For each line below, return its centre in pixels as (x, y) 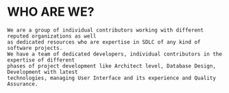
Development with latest (43, 72)
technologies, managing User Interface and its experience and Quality (111, 78)
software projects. (35, 48)
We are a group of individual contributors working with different (106, 30)
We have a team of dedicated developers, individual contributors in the (115, 54)
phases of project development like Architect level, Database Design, (111, 66)
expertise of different (41, 60)
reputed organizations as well (52, 36)
